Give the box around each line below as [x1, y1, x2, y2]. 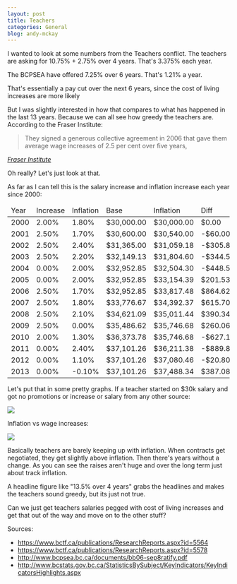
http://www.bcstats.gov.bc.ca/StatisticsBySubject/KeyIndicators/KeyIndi [17, 561, 228, 569]
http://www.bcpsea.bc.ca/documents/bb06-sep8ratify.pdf [17, 554, 188, 562]
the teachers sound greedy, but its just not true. [7, 490, 146, 499]
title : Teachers [7, 17, 55, 24]
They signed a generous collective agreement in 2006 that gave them [24, 134, 228, 143]
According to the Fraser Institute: [7, 121, 104, 129]
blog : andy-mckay [7, 30, 59, 37]
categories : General [7, 23, 68, 30]
